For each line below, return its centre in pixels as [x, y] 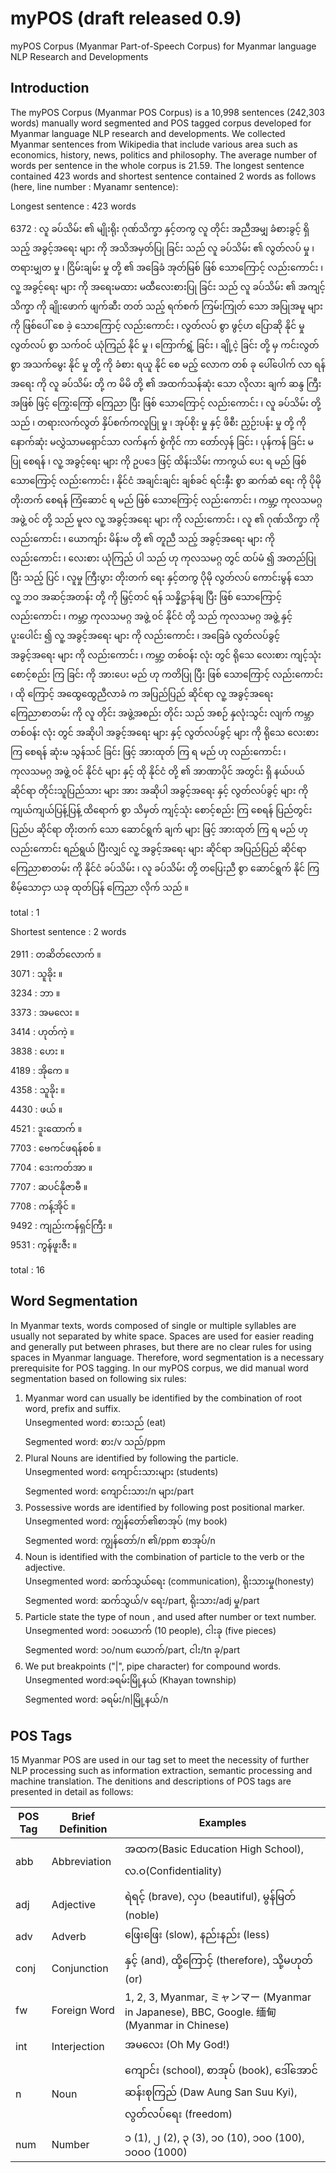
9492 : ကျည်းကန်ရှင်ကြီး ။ [61, 1225]
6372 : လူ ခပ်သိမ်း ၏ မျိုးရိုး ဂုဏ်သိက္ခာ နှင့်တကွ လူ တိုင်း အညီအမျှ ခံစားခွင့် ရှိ [160, 228]
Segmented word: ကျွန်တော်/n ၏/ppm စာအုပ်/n [120, 1540]
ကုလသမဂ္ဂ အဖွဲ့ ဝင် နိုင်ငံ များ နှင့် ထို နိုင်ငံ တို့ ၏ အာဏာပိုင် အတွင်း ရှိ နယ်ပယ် [157, 771]
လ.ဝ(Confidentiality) [173, 1871]
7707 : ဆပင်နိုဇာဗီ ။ [49, 1186]
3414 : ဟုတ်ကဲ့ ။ [42, 1031]
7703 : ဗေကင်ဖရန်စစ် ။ [56, 1148]
